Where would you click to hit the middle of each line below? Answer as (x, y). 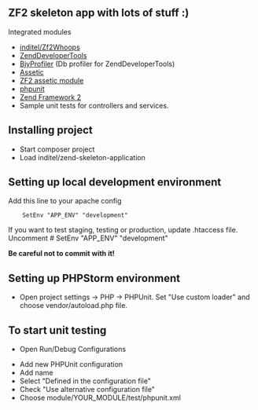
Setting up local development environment (115, 183)
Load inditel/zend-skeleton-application (82, 157)
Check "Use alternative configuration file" (87, 390)
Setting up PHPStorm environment (94, 278)
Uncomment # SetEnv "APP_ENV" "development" (88, 238)
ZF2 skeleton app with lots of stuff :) (99, 13)
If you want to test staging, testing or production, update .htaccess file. (123, 230)
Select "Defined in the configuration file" (85, 381)
